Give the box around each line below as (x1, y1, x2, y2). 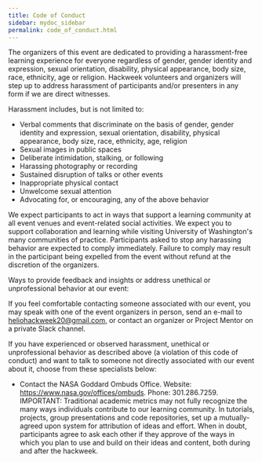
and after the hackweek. (19, 446, 98, 456)
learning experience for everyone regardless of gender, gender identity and (8, 56, 253, 65)
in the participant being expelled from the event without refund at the (8, 252, 231, 262)
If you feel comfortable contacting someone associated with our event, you (8, 299, 251, 309)
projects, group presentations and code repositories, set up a (19, 413, 218, 423)
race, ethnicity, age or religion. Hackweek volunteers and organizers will (8, 72, 242, 82)
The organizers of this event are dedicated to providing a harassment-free (8, 48, 248, 57)
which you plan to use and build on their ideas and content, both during (19, 438, 251, 448)
